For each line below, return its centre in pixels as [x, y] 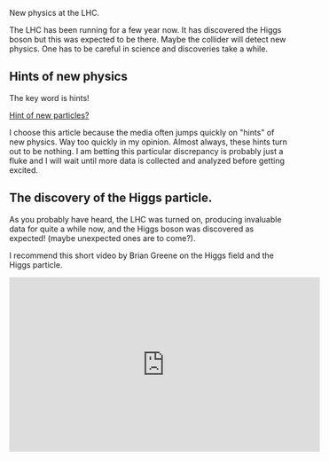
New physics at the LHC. [55, 13]
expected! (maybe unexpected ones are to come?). [102, 238]
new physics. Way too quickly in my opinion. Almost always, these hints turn [149, 142]
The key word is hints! [50, 98]
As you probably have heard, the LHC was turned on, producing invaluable [145, 219]
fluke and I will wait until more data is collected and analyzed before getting [147, 160]
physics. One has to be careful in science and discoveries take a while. [139, 49]
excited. [23, 170]
